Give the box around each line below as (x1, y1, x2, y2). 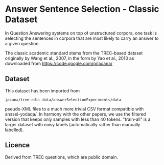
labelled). (5, 127, 24, 133)
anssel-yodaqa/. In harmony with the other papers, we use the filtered (5, 111, 146, 117)
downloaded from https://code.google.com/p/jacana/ (5, 60, 113, 66)
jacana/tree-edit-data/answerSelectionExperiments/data (5, 97, 121, 102)
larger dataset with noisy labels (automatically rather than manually (5, 121, 141, 127)
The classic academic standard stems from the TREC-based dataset (5, 50, 143, 56)
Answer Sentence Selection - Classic (5, 3, 160, 15)
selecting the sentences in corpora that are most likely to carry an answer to (5, 35, 159, 41)
